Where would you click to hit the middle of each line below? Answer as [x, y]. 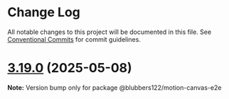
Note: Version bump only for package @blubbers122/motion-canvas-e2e [114, 87]
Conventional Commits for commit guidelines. [74, 39]
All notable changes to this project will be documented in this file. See [110, 32]
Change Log [44, 12]
